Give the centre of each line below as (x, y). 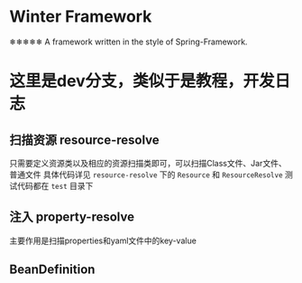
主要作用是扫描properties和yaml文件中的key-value (103, 241)
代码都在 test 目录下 (55, 185)
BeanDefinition (52, 270)
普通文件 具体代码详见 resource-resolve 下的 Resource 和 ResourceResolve (146, 175)
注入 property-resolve (72, 217)
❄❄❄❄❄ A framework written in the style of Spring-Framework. (128, 42)
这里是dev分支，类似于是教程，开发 (142, 81)
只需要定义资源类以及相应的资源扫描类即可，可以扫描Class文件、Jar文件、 (148, 163)
